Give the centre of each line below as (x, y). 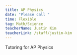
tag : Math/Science (24, 24)
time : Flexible (21, 19)
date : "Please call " (28, 14)
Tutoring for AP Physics (29, 47)
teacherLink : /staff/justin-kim (38, 33)
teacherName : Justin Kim (31, 28)
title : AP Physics (24, 10)
